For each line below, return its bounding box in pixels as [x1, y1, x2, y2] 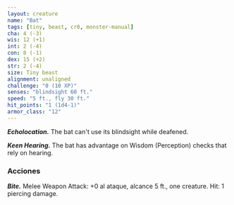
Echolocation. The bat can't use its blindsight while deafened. [7, 127, 189, 135]
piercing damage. [7, 190, 58, 198]
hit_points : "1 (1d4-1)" [7, 102, 80, 109]
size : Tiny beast [7, 69, 58, 76]
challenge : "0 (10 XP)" [7, 82, 78, 89]
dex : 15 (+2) [7, 56, 46, 63]
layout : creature [7, 10, 58, 18]
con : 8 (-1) [7, 50, 42, 57]
